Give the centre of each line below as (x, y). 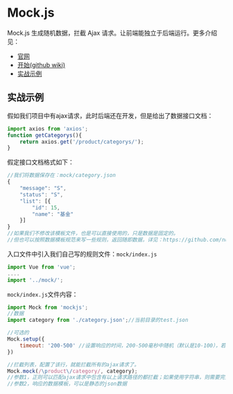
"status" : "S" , (42, 195)
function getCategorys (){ (44, 135)
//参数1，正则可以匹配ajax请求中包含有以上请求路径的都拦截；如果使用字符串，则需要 (114, 377)
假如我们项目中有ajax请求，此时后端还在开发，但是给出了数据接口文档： (110, 115)
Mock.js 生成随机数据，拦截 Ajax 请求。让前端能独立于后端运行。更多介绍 (112, 33)
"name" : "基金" (53, 214)
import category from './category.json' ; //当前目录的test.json (98, 320)
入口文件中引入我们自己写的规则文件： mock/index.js (82, 254)
